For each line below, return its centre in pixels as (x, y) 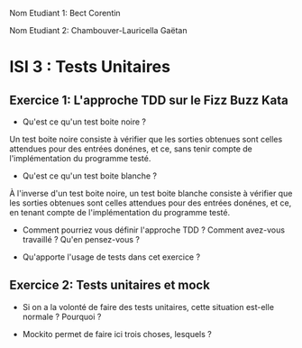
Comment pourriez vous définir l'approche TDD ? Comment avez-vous (154, 230)
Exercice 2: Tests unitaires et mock (110, 285)
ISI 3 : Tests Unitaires (90, 67)
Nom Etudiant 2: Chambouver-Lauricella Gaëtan (98, 30)
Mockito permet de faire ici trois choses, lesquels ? (117, 334)
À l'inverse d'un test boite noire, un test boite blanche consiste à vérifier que (151, 193)
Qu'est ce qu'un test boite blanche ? (90, 176)
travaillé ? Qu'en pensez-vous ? (81, 239)
